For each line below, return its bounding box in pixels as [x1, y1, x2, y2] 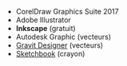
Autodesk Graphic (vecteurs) [15, 32, 112, 41]
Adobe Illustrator [15, 15, 72, 25]
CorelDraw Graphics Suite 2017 [15, 7, 119, 16]
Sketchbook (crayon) [15, 49, 85, 58]
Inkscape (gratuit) [15, 24, 76, 33]
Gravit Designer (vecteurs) [15, 41, 104, 50]
